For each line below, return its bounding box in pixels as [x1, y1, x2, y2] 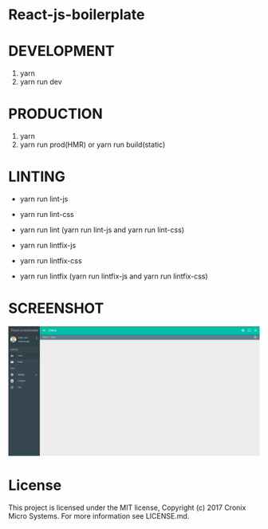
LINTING [8, 168, 65, 186]
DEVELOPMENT [8, 42, 116, 61]
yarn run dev [19, 77, 62, 87]
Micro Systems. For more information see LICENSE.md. [8, 511, 190, 520]
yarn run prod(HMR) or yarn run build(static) [19, 140, 166, 149]
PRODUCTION [8, 105, 103, 123]
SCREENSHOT [8, 299, 104, 318]
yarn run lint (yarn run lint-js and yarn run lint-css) [19, 225, 185, 235]
